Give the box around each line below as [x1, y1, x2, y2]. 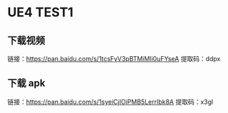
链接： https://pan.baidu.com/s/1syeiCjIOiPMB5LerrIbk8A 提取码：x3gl [7, 97, 214, 106]
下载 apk [7, 77, 46, 90]
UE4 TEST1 [7, 4, 73, 21]
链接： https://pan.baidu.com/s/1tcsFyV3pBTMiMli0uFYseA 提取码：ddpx [7, 55, 221, 63]
